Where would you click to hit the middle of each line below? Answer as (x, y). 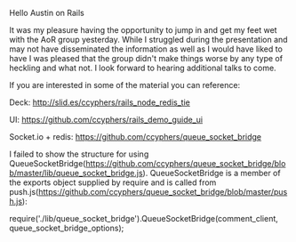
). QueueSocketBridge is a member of (212, 173)
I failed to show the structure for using (79, 154)
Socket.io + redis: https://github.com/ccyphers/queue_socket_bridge (136, 137)
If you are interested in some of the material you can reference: (125, 85)
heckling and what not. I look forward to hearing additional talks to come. (143, 68)
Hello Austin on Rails (47, 13)
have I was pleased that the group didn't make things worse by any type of (146, 58)
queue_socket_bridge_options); (67, 228)
